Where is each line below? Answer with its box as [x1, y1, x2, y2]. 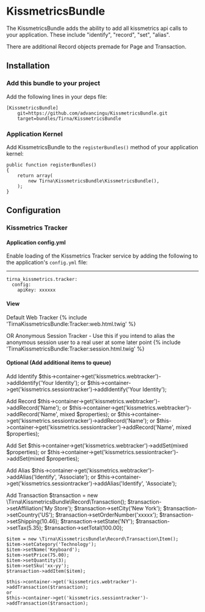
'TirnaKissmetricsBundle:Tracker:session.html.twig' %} [6, 345, 145, 353]
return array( [17, 173, 53, 179]
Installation [6, 61, 50, 71]
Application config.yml [6, 239, 66, 246]
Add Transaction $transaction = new [6, 491, 98, 499]
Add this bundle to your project [6, 79, 101, 88]
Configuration [6, 205, 61, 215]
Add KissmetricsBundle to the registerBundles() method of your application [6, 143, 198, 151]
